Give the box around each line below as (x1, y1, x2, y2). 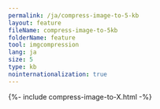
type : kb (8, 63, 37, 71)
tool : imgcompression (8, 41, 80, 49)
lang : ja (8, 48, 37, 56)
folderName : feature (8, 33, 76, 42)
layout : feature (8, 19, 61, 27)
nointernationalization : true (8, 70, 108, 78)
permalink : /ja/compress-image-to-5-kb (8, 11, 140, 20)
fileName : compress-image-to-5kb (8, 26, 118, 34)
